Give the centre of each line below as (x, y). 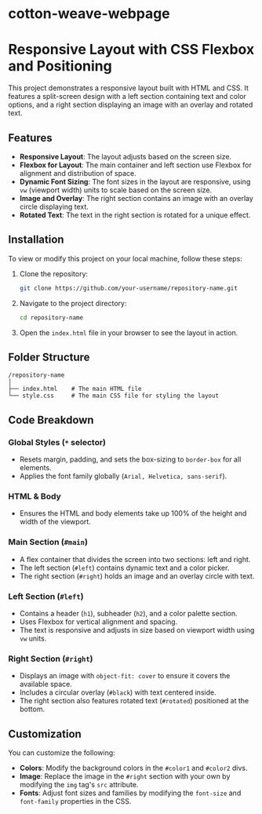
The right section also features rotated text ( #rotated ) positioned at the (134, 701)
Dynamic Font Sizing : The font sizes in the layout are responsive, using (135, 181)
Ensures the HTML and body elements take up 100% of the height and (133, 513)
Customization (45, 734)
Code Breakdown (51, 420)
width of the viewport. (55, 522)
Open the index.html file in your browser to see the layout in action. (129, 332)
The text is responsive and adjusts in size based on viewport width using (137, 630)
